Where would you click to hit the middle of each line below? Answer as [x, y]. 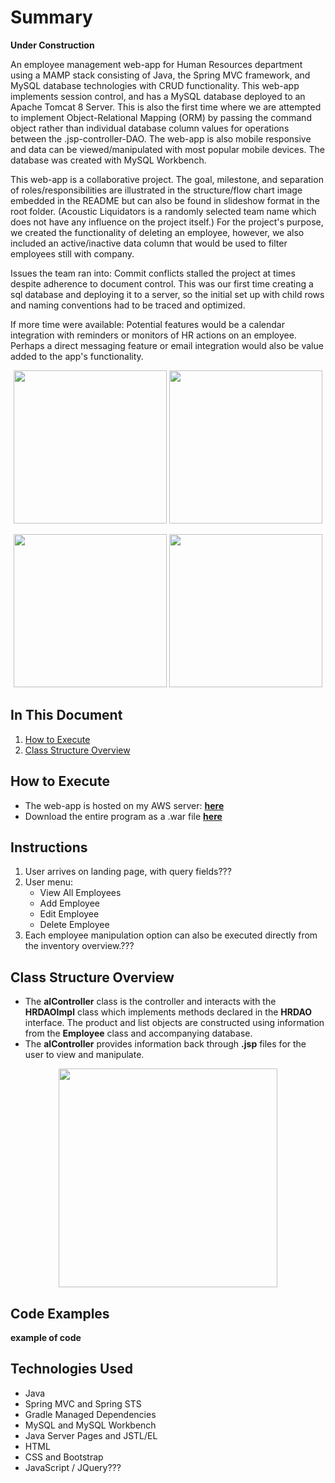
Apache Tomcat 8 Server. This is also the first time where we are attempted [166, 107]
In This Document [66, 715]
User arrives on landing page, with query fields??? [128, 872]
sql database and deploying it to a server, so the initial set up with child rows [167, 294]
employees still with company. [72, 253]
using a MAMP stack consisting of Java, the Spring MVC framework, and [160, 75]
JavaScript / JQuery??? [73, 1467]
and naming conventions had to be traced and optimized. [128, 305]
